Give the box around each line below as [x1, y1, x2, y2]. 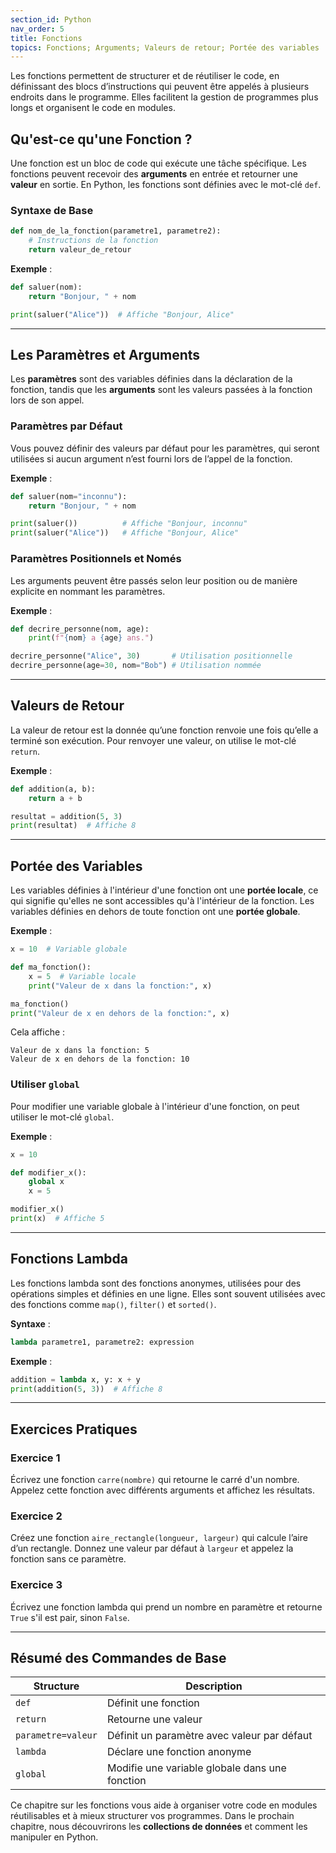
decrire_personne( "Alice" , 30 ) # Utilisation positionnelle [10, 651, 293, 661]
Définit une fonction [106, 1696, 200, 1710]
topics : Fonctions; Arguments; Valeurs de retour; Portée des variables [10, 42, 320, 53]
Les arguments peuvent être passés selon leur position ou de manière [10, 574, 298, 586]
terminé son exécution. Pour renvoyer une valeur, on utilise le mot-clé [10, 734, 297, 746]
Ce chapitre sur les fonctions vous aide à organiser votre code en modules [10, 1799, 318, 1811]
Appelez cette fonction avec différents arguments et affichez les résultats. [10, 1484, 315, 1496]
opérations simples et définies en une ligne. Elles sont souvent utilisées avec [10, 1287, 326, 1300]
